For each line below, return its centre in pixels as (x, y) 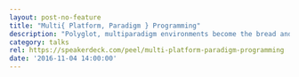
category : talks (39, 42)
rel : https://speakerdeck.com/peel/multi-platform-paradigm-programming (147, 50)
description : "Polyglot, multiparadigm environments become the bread (143, 34)
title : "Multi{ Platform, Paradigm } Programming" (105, 26)
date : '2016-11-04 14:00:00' (63, 58)
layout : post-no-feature (55, 17)
